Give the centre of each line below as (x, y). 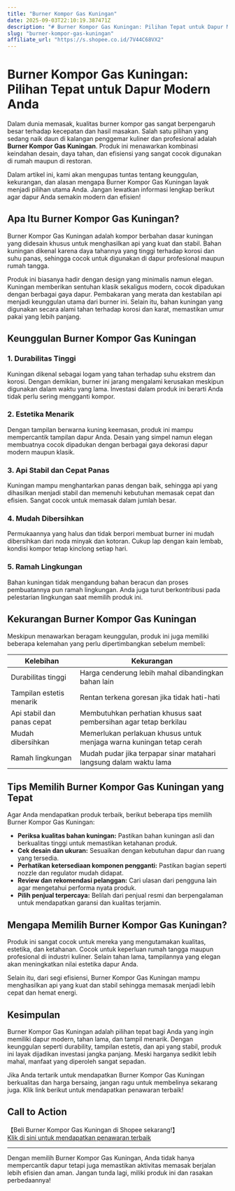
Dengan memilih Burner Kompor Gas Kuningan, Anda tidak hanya (101, 1157)
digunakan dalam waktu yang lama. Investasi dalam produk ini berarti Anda (115, 389)
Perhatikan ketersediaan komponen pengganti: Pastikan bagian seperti (122, 866)
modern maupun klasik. (41, 452)
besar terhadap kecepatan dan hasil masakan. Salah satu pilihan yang (108, 131)
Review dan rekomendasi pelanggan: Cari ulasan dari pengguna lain (117, 880)
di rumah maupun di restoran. (50, 161)
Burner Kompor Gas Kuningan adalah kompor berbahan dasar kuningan (110, 236)
